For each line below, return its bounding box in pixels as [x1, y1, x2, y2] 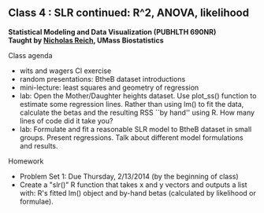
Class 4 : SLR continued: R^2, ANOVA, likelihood [8, 6, 250, 20]
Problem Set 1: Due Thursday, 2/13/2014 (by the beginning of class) [19, 171, 239, 181]
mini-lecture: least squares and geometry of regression [19, 83, 199, 92]
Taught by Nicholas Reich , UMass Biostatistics [8, 35, 164, 45]
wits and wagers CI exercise [19, 66, 112, 75]
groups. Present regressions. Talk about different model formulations [19, 133, 244, 142]
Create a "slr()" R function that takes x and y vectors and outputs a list [19, 180, 247, 189]
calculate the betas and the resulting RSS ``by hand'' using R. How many [19, 108, 255, 117]
